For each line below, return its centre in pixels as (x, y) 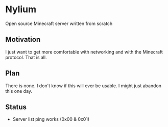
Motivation (23, 40)
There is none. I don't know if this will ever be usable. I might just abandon (83, 86)
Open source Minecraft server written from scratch (59, 23)
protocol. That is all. (26, 57)
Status (16, 107)
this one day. (19, 91)
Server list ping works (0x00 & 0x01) (51, 119)
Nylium (21, 9)
